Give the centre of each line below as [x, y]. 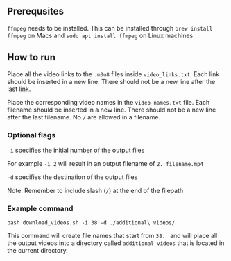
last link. [19, 89]
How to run [32, 57]
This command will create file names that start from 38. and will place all [112, 236]
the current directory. [37, 251]
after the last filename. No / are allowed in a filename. [84, 117]
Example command [40, 208]
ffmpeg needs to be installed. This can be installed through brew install [110, 28]
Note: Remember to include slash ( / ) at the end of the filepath [95, 190]
